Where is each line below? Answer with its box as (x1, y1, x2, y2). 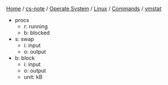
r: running (23, 23, 48, 30)
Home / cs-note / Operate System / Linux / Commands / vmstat (6, 5, 162, 12)
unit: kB (23, 74, 43, 80)
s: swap (14, 36, 35, 42)
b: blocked (23, 29, 50, 36)
